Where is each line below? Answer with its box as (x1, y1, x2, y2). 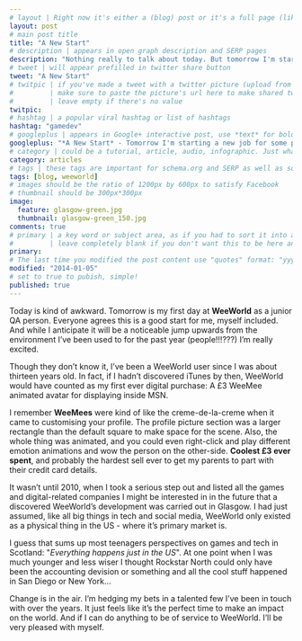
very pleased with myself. (9, 621, 105, 632)
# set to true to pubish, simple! (9, 272, 139, 281)
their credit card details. (9, 464, 98, 475)
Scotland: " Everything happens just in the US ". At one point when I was (9, 547, 273, 557)
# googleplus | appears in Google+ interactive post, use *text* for (9, 130, 276, 139)
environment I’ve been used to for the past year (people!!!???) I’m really (9, 334, 273, 344)
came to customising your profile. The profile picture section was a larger (9, 416, 281, 427)
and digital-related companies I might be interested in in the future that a (9, 491, 278, 502)
